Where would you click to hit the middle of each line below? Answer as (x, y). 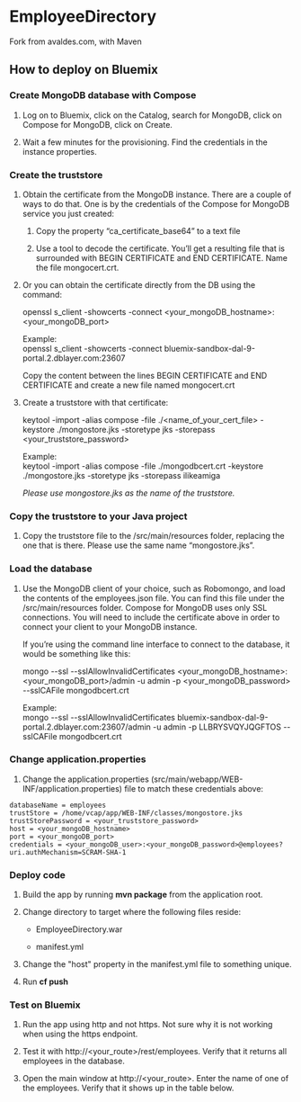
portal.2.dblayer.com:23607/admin (86, 727)
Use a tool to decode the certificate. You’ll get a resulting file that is (160, 248)
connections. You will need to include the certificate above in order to (151, 617)
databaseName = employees (58, 805)
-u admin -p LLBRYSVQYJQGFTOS (217, 727)
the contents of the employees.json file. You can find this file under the (153, 598)
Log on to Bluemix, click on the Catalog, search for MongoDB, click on (152, 115)
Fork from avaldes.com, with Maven (75, 41)
